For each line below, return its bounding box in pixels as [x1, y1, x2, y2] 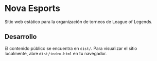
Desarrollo [4, 33, 37, 41]
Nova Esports [4, 3, 60, 14]
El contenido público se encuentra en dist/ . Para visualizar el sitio [4, 45, 137, 51]
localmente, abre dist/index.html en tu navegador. [4, 50, 107, 56]
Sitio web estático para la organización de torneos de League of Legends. [4, 19, 153, 24]
